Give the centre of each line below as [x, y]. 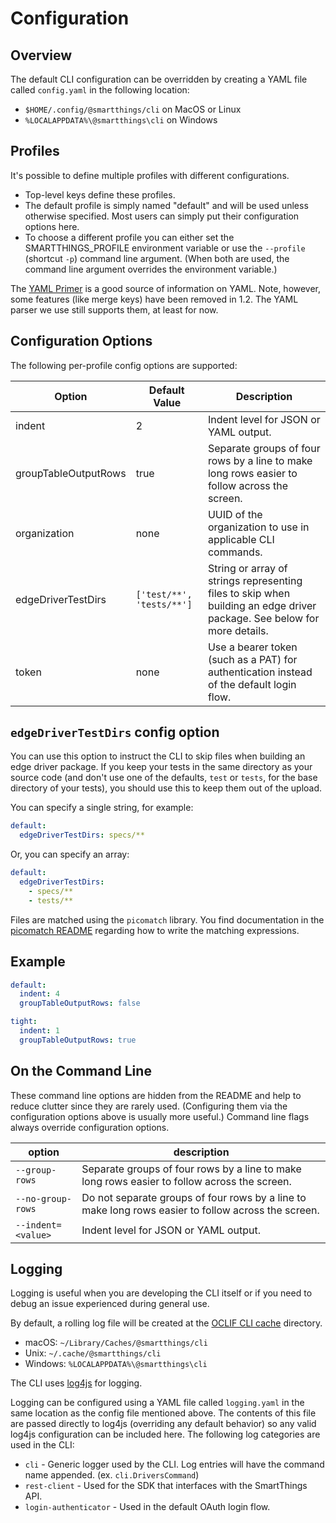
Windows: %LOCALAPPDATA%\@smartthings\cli [116, 1364]
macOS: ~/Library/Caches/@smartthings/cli [116, 1343]
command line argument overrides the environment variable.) [151, 269]
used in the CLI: [42, 1445]
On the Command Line [81, 1071]
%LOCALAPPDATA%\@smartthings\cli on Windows [121, 120]
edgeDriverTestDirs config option [115, 732]
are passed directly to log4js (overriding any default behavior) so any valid [163, 1424]
